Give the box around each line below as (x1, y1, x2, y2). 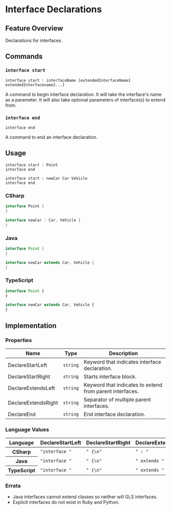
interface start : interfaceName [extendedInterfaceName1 (5, 78, 131, 83)
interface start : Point (5, 162, 58, 167)
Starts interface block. (83, 373, 137, 380)
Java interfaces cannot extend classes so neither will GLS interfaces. (12, 494, 158, 500)
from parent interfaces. (83, 387, 139, 395)
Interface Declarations (5, 4, 102, 15)
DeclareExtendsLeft (8, 384, 55, 392)
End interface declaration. (83, 410, 146, 418)
